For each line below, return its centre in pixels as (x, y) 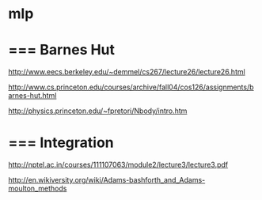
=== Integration (61, 143)
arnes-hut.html (32, 96)
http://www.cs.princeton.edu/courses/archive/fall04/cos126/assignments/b (131, 87)
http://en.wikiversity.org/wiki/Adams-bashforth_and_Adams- (107, 180)
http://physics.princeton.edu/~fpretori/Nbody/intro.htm (98, 111)
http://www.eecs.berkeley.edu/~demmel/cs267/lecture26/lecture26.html (127, 72)
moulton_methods (38, 189)
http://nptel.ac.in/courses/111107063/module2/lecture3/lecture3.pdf (118, 165)
